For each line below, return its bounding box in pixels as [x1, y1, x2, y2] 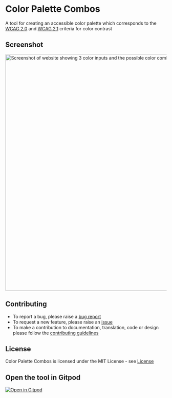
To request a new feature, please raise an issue [12, 319, 113, 325]
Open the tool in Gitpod [5, 373, 81, 382]
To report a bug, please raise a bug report [12, 313, 101, 319]
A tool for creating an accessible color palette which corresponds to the [5, 20, 157, 26]
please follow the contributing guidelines [12, 330, 99, 336]
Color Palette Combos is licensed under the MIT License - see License [5, 358, 154, 365]
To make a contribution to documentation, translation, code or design [12, 324, 159, 330]
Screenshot [5, 41, 44, 49]
